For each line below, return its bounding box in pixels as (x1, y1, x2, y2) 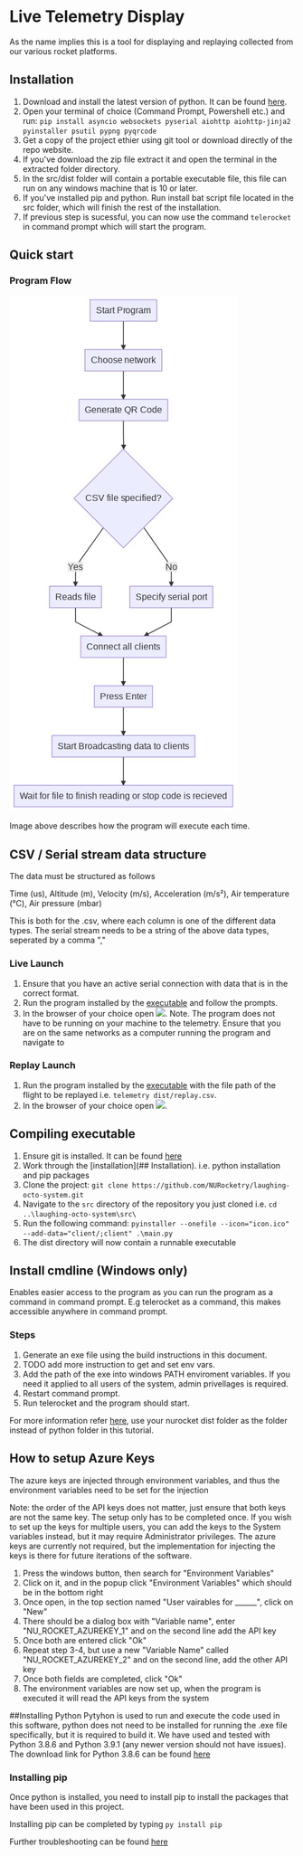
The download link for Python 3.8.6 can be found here (9, 1748, 211, 1759)
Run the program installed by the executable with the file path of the (22, 1079, 277, 1091)
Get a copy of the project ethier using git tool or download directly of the (22, 134, 293, 146)
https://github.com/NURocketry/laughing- (131, 1180, 291, 1190)
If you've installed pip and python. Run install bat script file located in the (22, 192, 294, 203)
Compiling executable (9, 1126, 136, 1141)
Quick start (9, 247, 74, 263)
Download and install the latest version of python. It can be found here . (22, 96, 288, 107)
